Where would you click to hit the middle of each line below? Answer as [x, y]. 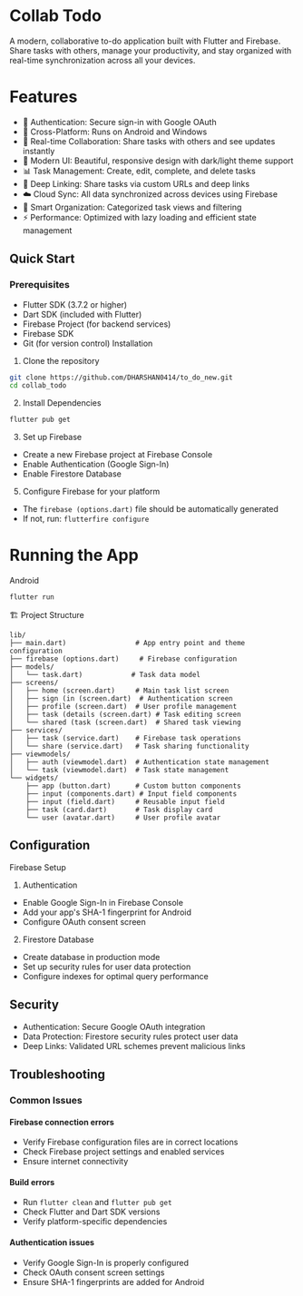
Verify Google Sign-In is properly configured [105, 1262]
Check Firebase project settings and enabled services [123, 1152]
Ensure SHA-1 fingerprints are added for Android [113, 1281]
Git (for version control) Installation [88, 343]
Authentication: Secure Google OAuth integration [114, 1026]
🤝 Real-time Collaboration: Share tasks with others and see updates [149, 141]
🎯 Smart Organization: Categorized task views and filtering [132, 207]
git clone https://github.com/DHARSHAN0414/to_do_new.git [121, 378]
